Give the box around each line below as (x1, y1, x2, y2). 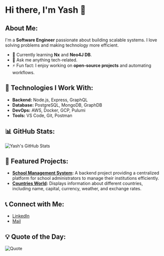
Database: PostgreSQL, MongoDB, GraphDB (12, 102, 102, 108)
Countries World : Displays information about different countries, (12, 180, 143, 186)
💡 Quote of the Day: (5, 232, 66, 241)
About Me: (5, 24, 38, 32)
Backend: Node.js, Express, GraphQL (12, 97, 88, 103)
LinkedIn (12, 213, 30, 219)
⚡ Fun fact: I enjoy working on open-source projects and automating (12, 62, 152, 68)
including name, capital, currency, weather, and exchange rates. (12, 186, 142, 192)
